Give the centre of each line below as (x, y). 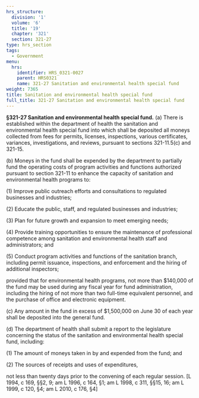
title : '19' (26, 28)
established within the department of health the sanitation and (82, 123)
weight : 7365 (22, 89)
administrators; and (30, 244)
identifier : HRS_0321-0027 (50, 73)
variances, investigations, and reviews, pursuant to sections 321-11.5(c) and (99, 142)
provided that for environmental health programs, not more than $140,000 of (100, 280)
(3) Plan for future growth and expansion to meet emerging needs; (87, 220)
